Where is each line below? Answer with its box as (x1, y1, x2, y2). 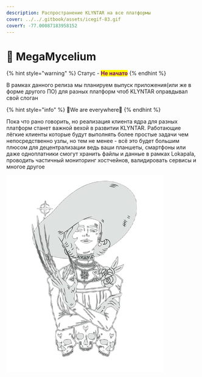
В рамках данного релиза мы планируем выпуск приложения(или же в (6, 81, 192, 89)
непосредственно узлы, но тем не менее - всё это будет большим (6, 137, 179, 145)
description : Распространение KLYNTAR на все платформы (6, 10, 151, 16)
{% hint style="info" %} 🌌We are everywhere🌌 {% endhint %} (6, 106, 161, 114)
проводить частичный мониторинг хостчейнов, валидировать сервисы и (6, 157, 197, 164)
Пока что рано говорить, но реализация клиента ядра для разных (6, 118, 178, 125)
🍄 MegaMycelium (6, 49, 96, 63)
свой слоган (6, 94, 38, 102)
